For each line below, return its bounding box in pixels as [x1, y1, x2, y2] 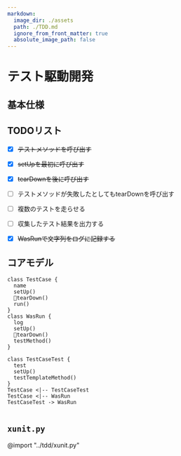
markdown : [7, 10, 36, 18]
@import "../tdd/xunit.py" [7, 441, 80, 449]
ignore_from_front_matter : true [13, 29, 109, 37]
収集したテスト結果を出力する [17, 219, 104, 228]
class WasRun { [7, 313, 52, 320]
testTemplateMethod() [13, 374, 77, 381]
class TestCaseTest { [7, 356, 71, 363]
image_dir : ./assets [13, 17, 74, 24]
